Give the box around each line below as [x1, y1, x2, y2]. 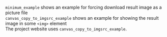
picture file [5, 10, 28, 16]
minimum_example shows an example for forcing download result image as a [5, 5, 162, 10]
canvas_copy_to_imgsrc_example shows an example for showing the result [5, 15, 159, 21]
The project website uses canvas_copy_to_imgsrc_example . [5, 26, 127, 32]
